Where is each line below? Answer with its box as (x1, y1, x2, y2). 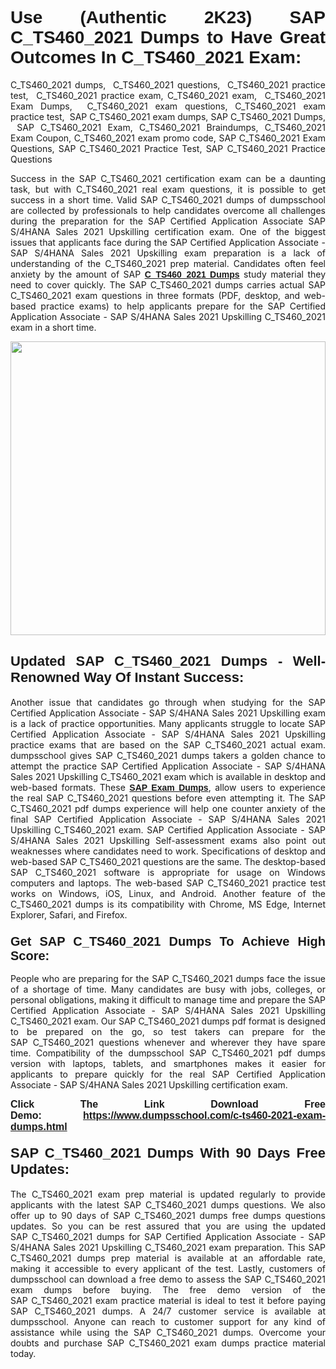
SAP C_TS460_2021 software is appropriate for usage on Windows (10, 866, 326, 878)
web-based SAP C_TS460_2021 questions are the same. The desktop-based (10, 855, 326, 867)
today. (10, 1348, 37, 1360)
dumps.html (10, 1121, 68, 1133)
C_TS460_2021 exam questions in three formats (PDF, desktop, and (10, 289, 301, 301)
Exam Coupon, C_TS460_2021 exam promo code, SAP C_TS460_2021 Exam (10, 132, 326, 144)
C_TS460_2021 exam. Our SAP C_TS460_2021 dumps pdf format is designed (10, 1015, 326, 1027)
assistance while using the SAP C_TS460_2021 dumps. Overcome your (10, 1327, 326, 1339)
